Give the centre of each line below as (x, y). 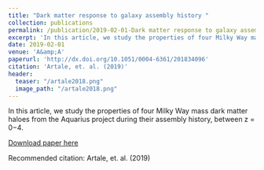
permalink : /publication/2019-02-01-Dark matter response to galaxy (123, 30)
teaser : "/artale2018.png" (59, 81)
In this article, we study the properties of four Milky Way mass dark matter (128, 111)
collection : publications (50, 23)
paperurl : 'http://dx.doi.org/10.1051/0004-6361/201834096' (109, 60)
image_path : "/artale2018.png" (66, 89)
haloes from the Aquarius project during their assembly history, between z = (132, 120)
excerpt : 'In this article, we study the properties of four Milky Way (128, 37)
